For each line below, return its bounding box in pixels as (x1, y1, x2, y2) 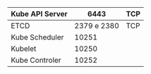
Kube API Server (11, 9, 68, 18)
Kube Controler (11, 56, 61, 65)
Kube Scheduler (11, 32, 64, 42)
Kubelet (11, 44, 37, 54)
